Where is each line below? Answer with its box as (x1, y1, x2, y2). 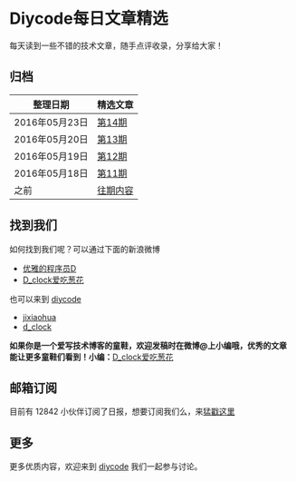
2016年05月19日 (14, 150, 89, 162)
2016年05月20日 (14, 133, 89, 145)
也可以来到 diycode (9, 293, 81, 304)
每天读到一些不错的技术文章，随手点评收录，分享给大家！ (9, 40, 224, 51)
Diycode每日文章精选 (9, 8, 169, 29)
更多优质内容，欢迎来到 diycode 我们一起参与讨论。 (9, 461, 203, 472)
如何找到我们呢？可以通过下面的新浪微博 (9, 243, 160, 254)
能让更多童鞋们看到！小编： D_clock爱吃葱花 (9, 351, 174, 362)
